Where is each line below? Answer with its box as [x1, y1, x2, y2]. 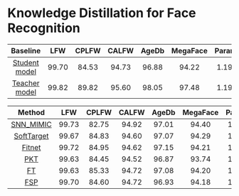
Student [12, 58, 39, 67]
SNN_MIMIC [11, 119, 52, 129]
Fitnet [21, 142, 41, 152]
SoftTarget [14, 131, 49, 141]
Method [17, 107, 45, 117]
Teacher [11, 78, 41, 88]
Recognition [7, 20, 80, 36]
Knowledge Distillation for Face [7, 5, 197, 21]
